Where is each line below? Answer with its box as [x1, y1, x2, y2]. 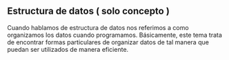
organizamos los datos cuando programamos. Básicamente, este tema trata [7, 31, 223, 39]
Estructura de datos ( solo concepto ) [7, 5, 170, 17]
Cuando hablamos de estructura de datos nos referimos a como [7, 23, 189, 31]
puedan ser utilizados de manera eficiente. [7, 45, 129, 53]
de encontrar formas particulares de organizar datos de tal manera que [7, 37, 209, 46]
